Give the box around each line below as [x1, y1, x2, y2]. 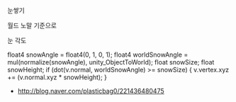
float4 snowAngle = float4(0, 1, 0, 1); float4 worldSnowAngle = [7, 50, 189, 59]
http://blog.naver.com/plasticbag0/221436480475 [17, 87, 164, 95]
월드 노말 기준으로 [7, 21, 57, 30]
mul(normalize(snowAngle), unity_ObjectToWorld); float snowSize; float [7, 58, 215, 66]
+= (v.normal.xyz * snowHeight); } [7, 73, 108, 81]
